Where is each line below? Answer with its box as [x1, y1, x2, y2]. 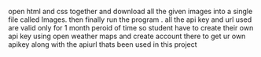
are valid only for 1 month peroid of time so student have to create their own [8, 23, 254, 32]
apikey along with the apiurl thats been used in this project [8, 40, 198, 49]
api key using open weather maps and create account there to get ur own [8, 31, 246, 41]
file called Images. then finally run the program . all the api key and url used [8, 15, 252, 24]
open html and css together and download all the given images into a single [8, 7, 253, 16]
